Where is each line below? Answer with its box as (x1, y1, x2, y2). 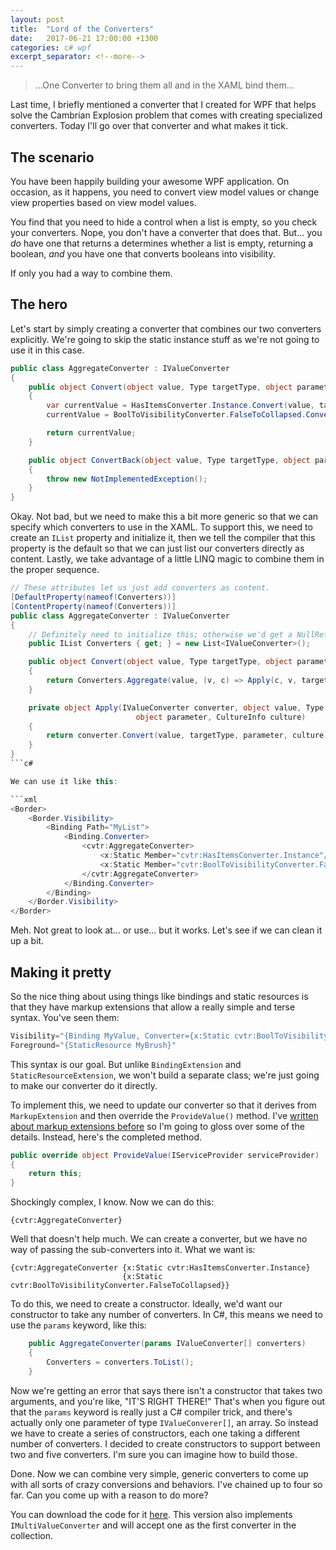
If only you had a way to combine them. (10, 267, 173, 279)
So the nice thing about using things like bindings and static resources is (10, 990, 309, 1002)
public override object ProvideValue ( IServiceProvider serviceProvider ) (10, 1150, 320, 1160)
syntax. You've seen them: (10, 1011, 120, 1023)
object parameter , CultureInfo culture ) (135, 712, 307, 722)
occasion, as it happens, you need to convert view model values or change (10, 186, 320, 198)
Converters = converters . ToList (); (46, 1357, 195, 1367)
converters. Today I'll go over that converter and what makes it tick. (10, 120, 289, 132)
